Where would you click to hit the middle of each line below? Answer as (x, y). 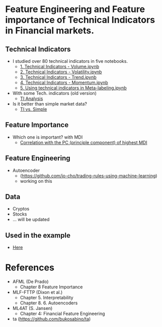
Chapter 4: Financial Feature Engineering (62, 314)
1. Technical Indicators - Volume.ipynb (60, 67)
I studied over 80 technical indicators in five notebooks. (70, 61)
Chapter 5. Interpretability (47, 298)
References (30, 268)
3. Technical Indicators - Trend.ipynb (58, 77)
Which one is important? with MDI (48, 137)
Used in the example (38, 235)
